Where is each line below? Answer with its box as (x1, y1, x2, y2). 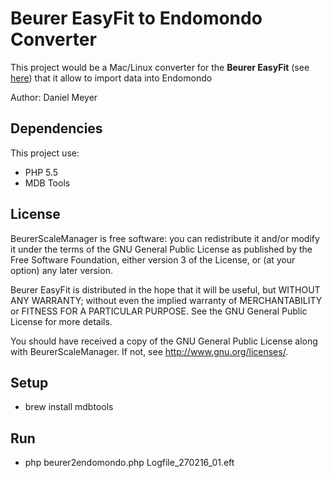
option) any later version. (10, 264, 113, 276)
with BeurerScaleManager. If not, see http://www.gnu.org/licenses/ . (10, 345, 289, 357)
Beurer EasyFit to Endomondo (10, 7, 263, 30)
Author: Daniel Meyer (10, 91, 98, 103)
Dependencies (10, 120, 103, 137)
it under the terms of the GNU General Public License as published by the (10, 243, 313, 255)
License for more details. (10, 315, 113, 327)
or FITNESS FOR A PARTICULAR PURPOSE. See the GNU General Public (10, 305, 308, 317)
